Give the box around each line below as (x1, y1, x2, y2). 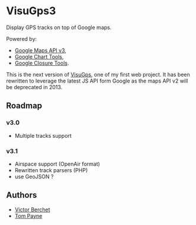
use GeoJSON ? (14, 173, 54, 180)
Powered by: (6, 35, 37, 42)
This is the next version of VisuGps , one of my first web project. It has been (6, 71, 191, 78)
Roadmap (6, 101, 43, 111)
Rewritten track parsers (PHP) (14, 166, 88, 173)
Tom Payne (14, 212, 43, 219)
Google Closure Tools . (14, 59, 69, 66)
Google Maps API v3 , (14, 46, 67, 54)
